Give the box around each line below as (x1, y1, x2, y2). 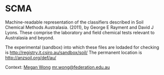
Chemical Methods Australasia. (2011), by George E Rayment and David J (5, 24, 154, 30)
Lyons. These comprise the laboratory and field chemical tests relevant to (5, 29, 155, 35)
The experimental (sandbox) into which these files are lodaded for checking (5, 44, 160, 50)
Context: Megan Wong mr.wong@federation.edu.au (5, 64, 110, 70)
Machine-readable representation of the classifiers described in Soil (5, 19, 144, 25)
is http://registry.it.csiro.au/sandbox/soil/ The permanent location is (5, 50, 142, 55)
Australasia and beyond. (5, 35, 54, 41)
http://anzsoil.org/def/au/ (5, 54, 56, 60)
